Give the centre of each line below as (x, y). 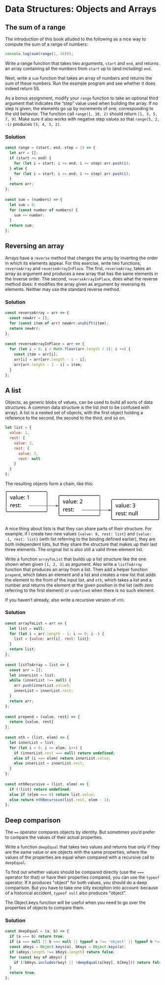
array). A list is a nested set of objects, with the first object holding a (74, 413)
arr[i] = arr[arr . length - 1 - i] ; (50, 360)
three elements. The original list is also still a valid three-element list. (74, 549)
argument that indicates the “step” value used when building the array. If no (82, 103)
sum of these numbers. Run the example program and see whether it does (80, 83)
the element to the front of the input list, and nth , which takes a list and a (79, 580)
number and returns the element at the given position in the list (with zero (79, 585)
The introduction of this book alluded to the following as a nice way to (76, 39)
